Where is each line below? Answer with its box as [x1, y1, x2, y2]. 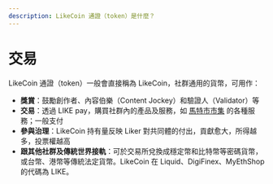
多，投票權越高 [19, 136, 71, 146]
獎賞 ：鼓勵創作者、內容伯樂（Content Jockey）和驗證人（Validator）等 [19, 95, 260, 105]
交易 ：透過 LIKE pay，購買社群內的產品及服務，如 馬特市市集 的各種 [19, 105, 249, 115]
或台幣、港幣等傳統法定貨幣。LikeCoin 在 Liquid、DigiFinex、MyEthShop [19, 156, 265, 166]
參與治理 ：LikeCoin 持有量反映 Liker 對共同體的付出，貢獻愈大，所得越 [19, 125, 258, 135]
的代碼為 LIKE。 [19, 166, 74, 176]
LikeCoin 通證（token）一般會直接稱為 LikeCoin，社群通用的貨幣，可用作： [8, 78, 260, 88]
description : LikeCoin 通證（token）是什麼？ [8, 11, 156, 20]
